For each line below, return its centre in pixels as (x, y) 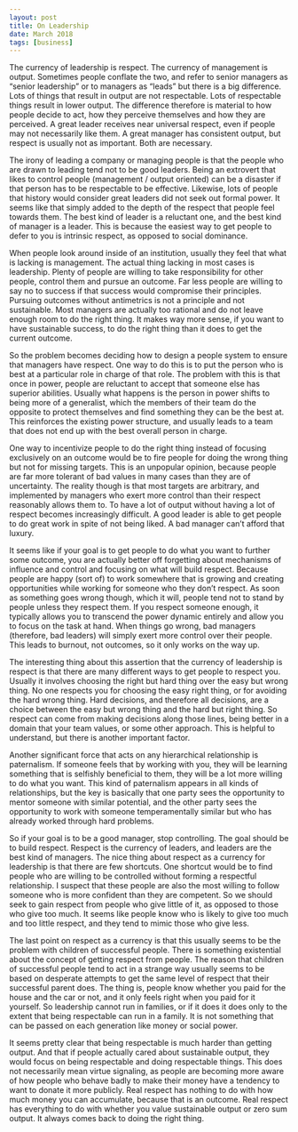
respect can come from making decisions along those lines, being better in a (149, 719)
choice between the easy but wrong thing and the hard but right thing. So (143, 710)
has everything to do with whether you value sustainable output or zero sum (149, 1109)
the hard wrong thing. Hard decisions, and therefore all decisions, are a (139, 700)
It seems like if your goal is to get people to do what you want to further (140, 550)
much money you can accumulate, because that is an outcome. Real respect (149, 1100)
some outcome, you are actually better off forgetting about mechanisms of (145, 560)
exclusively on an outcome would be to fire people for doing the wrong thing (149, 458)
